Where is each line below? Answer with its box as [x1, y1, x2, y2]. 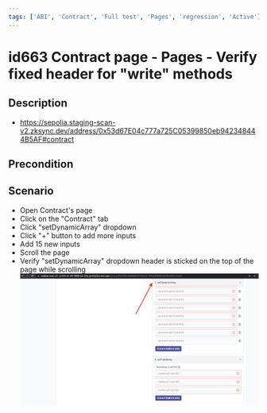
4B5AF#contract [19, 134, 75, 144]
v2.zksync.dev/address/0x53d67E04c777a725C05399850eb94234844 [19, 125, 256, 135]
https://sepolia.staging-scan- [19, 118, 116, 127]
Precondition [8, 157, 74, 171]
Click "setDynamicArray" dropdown [19, 222, 137, 232]
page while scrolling [19, 264, 86, 274]
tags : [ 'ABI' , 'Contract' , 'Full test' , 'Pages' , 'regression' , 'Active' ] [8, 13, 261, 21]
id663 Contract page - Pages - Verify [8, 48, 257, 66]
